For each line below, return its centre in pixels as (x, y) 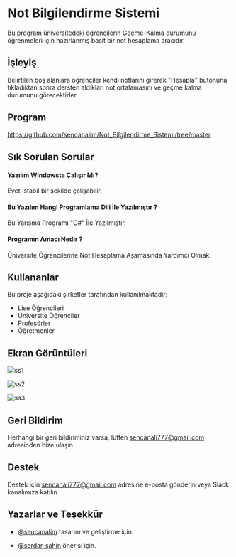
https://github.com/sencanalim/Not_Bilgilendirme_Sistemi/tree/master (109, 134)
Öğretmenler (36, 331)
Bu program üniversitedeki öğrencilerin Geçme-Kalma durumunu (102, 33)
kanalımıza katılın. (33, 492)
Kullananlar (33, 277)
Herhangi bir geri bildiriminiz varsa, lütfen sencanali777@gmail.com (106, 437)
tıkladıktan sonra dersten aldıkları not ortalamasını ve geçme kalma (105, 87)
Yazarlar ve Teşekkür (55, 515)
